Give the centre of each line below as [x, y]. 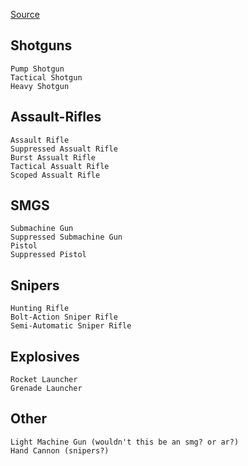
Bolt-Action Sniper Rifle [64, 317]
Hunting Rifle [40, 309]
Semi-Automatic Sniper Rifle [71, 326]
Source [25, 14]
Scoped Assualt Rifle [55, 175]
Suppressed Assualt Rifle [64, 149]
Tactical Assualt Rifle [60, 166]
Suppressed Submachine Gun [66, 237]
